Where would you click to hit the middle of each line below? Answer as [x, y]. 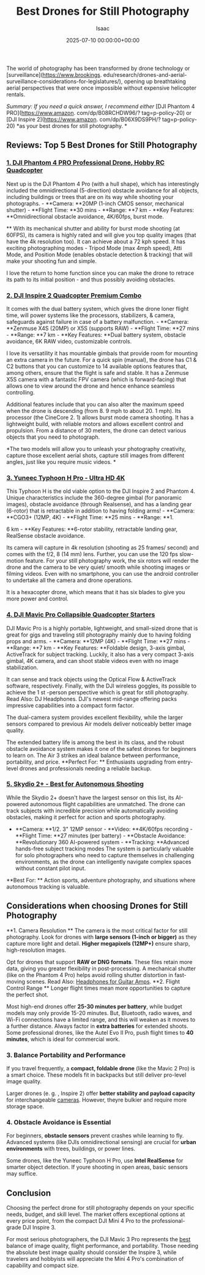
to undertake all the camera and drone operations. [69, 580]
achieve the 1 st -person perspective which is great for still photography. [98, 692]
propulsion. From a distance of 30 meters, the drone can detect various [96, 430]
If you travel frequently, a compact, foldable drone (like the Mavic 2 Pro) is [101, 1068]
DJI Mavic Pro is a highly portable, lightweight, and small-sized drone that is [102, 628]
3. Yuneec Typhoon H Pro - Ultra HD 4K [66, 477]
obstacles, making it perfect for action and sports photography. [86, 817]
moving [16, 981]
